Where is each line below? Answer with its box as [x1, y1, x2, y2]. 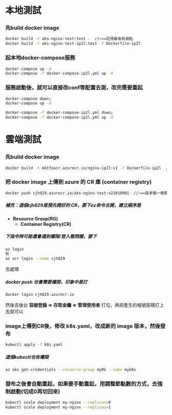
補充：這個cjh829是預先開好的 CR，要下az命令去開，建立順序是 [5, 202, 141, 209]
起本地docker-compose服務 [5, 54, 76, 62]
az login [5, 247, 24, 252]
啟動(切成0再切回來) [10, 388, 60, 395]
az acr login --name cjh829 [5, 256, 66, 261]
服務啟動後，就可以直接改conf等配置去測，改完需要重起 [5, 84, 143, 91]
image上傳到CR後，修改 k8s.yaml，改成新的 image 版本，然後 [5, 322, 160, 329]
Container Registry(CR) [20, 221, 72, 227]
